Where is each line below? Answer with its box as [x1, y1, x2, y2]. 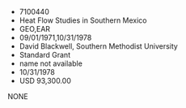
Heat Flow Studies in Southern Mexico [19, 15, 147, 25]
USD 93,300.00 [19, 76, 72, 85]
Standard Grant [19, 50, 70, 59]
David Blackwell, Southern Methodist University [19, 41, 179, 51]
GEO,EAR [19, 24, 50, 33]
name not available [19, 58, 82, 68]
